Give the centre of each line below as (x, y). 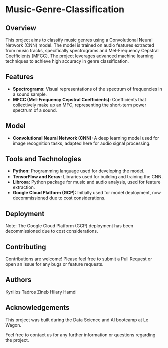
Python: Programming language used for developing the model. (78, 171)
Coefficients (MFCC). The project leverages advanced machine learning (79, 56)
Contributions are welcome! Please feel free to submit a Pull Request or (79, 259)
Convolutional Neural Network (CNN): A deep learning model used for (86, 138)
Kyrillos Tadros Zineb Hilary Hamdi (41, 292)
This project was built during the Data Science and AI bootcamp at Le (77, 320)
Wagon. (13, 325)
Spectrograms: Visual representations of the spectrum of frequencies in (87, 89)
